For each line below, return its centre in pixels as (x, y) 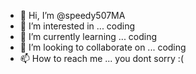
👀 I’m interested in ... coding (77, 26)
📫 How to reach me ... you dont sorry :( (102, 58)
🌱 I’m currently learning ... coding (88, 36)
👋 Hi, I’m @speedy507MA (72, 15)
